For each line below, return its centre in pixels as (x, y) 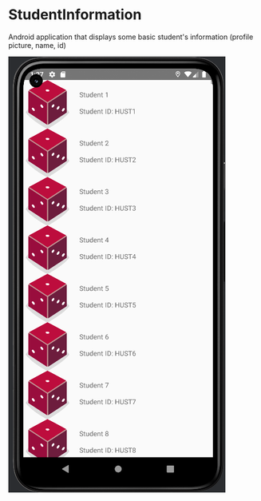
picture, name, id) (37, 45)
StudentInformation (75, 15)
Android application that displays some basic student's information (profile (131, 37)
